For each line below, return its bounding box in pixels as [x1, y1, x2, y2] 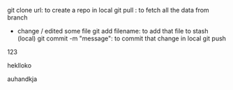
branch [7, 13, 28, 22]
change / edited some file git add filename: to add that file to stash [17, 27, 209, 35]
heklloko [7, 61, 32, 69]
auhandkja [7, 75, 38, 83]
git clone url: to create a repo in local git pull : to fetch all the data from [7, 6, 209, 14]
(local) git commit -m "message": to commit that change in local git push [17, 34, 227, 43]
